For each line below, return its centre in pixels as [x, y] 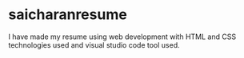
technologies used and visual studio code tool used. [94, 44]
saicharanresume [68, 15]
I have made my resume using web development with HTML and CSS [122, 37]
